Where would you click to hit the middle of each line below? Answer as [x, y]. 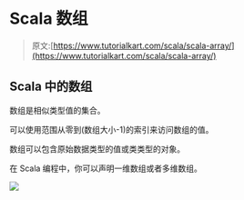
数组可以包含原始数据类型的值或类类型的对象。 [97, 149]
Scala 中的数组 [51, 87]
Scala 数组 [49, 19]
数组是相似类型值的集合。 [57, 110]
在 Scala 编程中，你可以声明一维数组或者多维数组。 [106, 168]
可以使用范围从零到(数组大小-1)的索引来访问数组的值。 [112, 129]
